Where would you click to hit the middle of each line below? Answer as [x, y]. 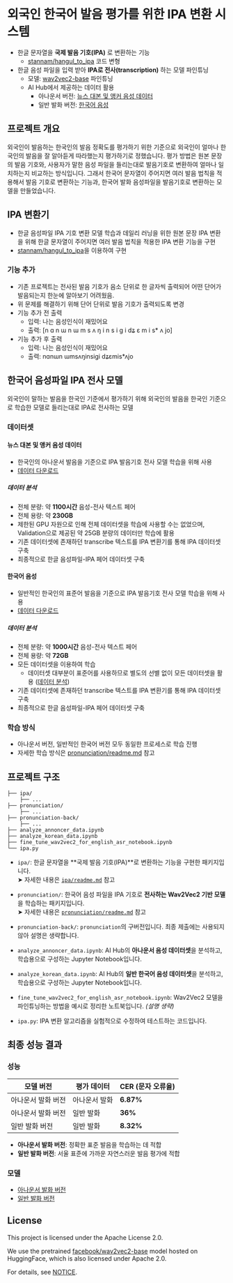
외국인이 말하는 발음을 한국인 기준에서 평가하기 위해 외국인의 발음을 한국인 [107, 398]
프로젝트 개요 [34, 129]
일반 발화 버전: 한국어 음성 [73, 105]
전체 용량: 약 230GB [45, 515]
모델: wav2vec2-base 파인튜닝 [70, 78]
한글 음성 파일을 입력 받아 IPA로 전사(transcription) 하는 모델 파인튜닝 [113, 70]
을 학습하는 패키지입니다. [51, 903]
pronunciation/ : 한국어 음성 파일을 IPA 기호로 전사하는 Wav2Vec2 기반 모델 [121, 894]
